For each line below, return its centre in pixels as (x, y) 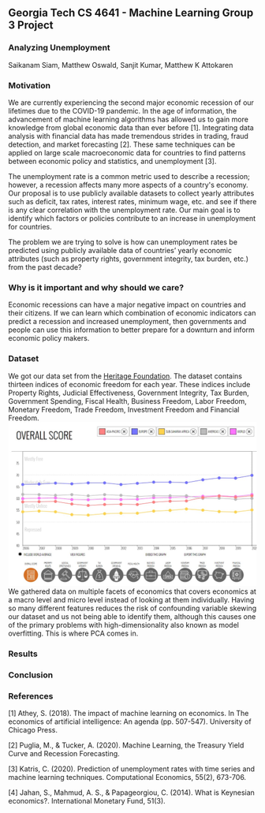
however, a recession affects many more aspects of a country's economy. (128, 185)
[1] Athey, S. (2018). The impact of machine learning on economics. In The (129, 713)
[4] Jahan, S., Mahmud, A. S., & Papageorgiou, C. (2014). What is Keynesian (131, 792)
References (31, 696)
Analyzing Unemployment (59, 48)
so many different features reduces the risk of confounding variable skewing (132, 608)
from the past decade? (45, 267)
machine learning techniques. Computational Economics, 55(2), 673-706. (127, 777)
